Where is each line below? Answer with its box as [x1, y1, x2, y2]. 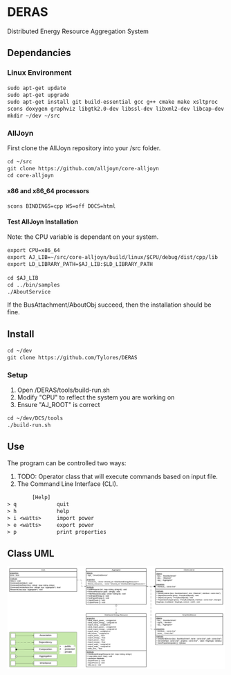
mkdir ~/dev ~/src [7, 112, 60, 119]
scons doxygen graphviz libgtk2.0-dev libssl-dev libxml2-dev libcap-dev [7, 105, 225, 112]
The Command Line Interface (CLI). [17, 480, 118, 488]
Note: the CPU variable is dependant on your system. [7, 233, 159, 241]
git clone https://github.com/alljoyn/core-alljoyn [7, 165, 159, 172]
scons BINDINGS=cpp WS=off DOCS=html [7, 203, 116, 210]
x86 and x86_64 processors [7, 186, 90, 195]
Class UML [7, 548, 55, 559]
